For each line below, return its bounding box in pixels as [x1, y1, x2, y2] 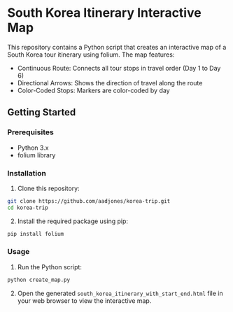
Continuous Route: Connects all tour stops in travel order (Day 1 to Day [17, 64, 221, 72]
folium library [17, 150, 56, 159]
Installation [7, 168, 47, 178]
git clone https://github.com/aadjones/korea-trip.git [7, 197, 171, 204]
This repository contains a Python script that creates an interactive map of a [7, 43, 227, 51]
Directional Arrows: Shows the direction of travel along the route [17, 78, 203, 87]
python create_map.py [7, 276, 71, 283]
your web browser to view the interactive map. [17, 296, 152, 305]
